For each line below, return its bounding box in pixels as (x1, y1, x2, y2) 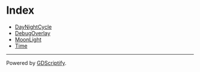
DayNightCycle (14, 23, 52, 30)
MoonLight (14, 36, 42, 43)
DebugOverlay (14, 29, 51, 36)
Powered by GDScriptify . (6, 59, 67, 66)
